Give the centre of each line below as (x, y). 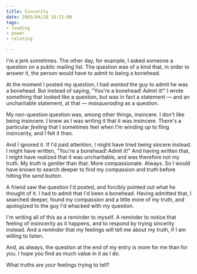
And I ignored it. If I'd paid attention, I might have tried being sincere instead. (99, 145)
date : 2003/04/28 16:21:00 (39, 17)
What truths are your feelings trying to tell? (58, 265)
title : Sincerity (27, 11)
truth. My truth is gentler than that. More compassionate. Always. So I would (98, 163)
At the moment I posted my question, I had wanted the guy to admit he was (97, 84)
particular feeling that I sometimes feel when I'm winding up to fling (88, 127)
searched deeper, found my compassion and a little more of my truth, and (95, 199)
